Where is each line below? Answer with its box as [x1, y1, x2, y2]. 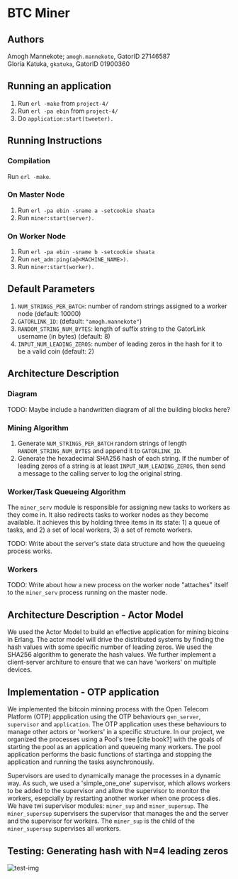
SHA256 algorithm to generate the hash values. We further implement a [7, 650, 217, 659]
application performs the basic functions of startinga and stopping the [7, 750, 212, 759]
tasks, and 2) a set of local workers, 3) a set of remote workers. [7, 525, 193, 534]
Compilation [7, 156, 51, 166]
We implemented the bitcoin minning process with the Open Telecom [7, 705, 209, 714]
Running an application [7, 80, 112, 92]
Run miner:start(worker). [17, 263, 95, 271]
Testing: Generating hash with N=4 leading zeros [7, 845, 229, 857]
